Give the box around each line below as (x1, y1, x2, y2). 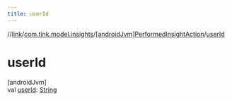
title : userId (7, 10, 50, 18)
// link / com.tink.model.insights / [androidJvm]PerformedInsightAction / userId (7, 30, 225, 38)
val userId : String (7, 85, 57, 94)
